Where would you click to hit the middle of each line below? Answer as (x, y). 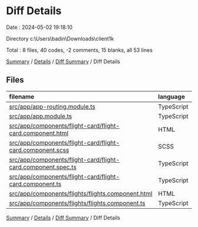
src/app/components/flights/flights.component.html (81, 193)
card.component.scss (39, 150)
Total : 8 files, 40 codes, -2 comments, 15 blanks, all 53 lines (80, 50)
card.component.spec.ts (43, 167)
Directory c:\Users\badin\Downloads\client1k (60, 38)
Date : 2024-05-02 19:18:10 (39, 27)
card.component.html (39, 133)
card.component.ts (35, 184)
